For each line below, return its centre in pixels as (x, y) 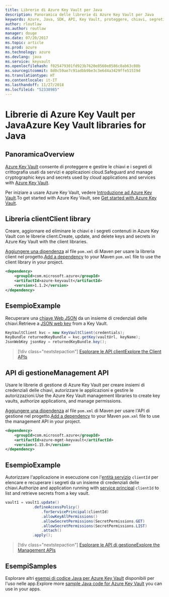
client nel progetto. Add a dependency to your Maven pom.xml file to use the (83, 257)
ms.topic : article (24, 43)
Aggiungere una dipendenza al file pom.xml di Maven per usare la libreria (80, 251)
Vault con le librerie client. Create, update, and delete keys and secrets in (80, 236)
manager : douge (21, 33)
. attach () (51, 530)
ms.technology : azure (28, 52)
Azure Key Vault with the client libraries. (47, 242)
